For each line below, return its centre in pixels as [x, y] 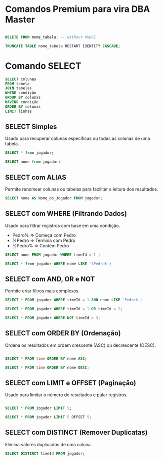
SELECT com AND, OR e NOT [50, 279]
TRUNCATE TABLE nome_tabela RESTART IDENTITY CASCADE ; [63, 46]
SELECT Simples [31, 127]
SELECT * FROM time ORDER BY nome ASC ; [46, 359]
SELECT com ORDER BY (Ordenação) [63, 333]
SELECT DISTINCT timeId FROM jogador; [45, 454]
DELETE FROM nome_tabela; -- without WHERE [51, 37]
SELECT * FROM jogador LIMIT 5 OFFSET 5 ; [48, 417]
